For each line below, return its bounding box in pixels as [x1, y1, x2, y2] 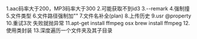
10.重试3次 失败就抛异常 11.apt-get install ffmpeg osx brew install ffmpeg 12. [6, 20, 191, 26]
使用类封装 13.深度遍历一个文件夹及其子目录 [6, 27, 113, 34]
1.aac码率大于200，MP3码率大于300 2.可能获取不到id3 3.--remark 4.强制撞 [6, 5, 190, 12]
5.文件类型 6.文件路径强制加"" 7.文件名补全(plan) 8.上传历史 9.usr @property [6, 12, 192, 19]
